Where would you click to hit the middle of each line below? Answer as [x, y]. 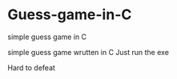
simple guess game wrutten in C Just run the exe [88, 52]
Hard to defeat [31, 67]
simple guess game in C [47, 37]
